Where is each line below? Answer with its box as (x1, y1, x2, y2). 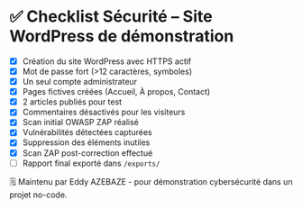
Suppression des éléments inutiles (22, 137, 151, 148)
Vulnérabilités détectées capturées (22, 127, 152, 138)
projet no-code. (9, 189, 68, 200)
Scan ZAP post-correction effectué (22, 147, 153, 159)
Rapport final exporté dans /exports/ (22, 158, 160, 168)
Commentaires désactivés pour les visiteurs (22, 106, 186, 118)
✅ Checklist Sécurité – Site (9, 6, 214, 27)
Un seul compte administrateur (22, 77, 138, 87)
